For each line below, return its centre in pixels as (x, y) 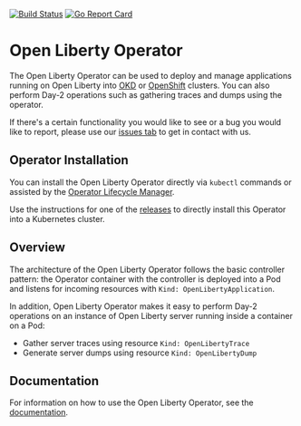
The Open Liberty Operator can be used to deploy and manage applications (150, 75)
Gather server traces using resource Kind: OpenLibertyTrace (136, 343)
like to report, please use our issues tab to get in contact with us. (131, 131)
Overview (38, 248)
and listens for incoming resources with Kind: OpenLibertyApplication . (142, 288)
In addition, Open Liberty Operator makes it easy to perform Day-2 (134, 306)
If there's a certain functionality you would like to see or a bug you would (146, 121)
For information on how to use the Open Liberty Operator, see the (131, 402)
